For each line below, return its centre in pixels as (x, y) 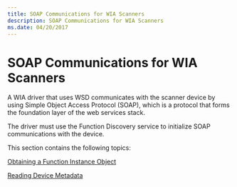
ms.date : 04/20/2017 (38, 27)
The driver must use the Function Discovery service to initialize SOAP (109, 126)
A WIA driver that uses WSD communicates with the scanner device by (111, 98)
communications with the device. (56, 134)
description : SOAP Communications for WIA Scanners (85, 21)
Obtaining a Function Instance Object (62, 162)
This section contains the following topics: (69, 148)
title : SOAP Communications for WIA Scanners (76, 14)
